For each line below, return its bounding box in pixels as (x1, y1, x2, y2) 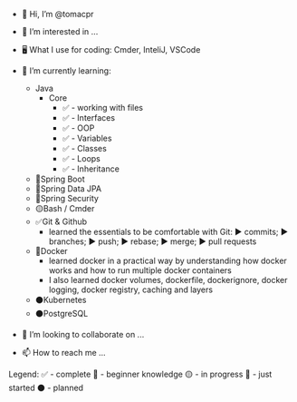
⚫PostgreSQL (34, 309, 89, 319)
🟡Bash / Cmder (34, 203, 95, 213)
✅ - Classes (62, 143, 108, 153)
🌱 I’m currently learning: (21, 65, 111, 76)
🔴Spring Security (34, 193, 99, 203)
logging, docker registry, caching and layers (48, 284, 214, 295)
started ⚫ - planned (8, 382, 83, 393)
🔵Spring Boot (34, 173, 85, 184)
